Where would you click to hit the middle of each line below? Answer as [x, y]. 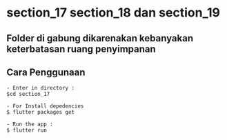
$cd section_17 [28, 94]
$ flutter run [27, 130]
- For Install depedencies [45, 106]
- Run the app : [30, 124]
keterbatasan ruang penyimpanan [81, 49]
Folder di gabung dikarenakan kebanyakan [100, 38]
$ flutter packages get [41, 112]
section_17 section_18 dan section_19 [113, 13]
